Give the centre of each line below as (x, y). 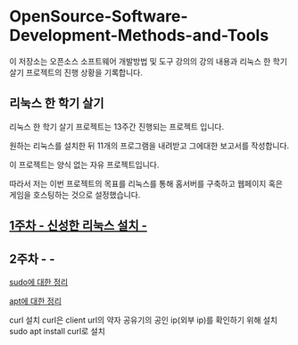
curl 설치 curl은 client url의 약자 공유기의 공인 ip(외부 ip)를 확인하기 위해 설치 (144, 320)
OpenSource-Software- (99, 17)
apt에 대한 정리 (36, 300)
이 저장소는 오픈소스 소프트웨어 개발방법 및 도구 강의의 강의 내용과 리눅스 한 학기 (149, 61)
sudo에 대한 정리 (39, 282)
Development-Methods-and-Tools (139, 35)
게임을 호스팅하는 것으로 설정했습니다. (75, 195)
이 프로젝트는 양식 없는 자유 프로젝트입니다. (84, 164)
